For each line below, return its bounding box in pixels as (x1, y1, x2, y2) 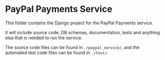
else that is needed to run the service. (5, 35, 83, 41)
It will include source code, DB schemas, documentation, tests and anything (5, 29, 160, 35)
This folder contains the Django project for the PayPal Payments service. (5, 20, 154, 26)
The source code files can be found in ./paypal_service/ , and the (5, 44, 140, 50)
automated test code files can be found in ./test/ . (5, 50, 109, 56)
